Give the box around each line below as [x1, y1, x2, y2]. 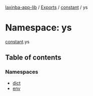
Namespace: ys [5, 22, 72, 33]
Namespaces [5, 68, 39, 75]
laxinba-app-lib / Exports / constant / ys [5, 5, 88, 10]
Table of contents [5, 53, 61, 62]
